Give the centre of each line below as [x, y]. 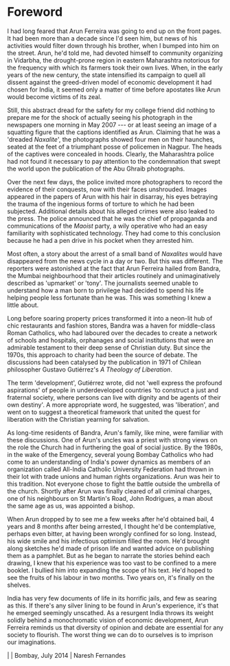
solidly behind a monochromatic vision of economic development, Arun [108, 620]
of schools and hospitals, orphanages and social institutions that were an [111, 340]
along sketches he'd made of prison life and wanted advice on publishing [111, 548]
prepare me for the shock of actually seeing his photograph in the [100, 117]
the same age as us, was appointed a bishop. [71, 506]
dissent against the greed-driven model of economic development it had [110, 82]
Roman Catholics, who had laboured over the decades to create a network [112, 333]
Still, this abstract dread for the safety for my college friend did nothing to [111, 110]
